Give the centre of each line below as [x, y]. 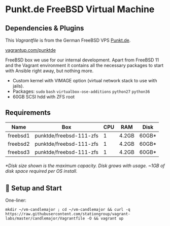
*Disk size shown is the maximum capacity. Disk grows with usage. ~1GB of [85, 166]
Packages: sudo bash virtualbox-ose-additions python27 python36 [81, 91]
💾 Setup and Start [33, 188]
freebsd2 [19, 144]
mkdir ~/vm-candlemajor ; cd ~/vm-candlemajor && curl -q [68, 210]
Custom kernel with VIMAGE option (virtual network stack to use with [85, 80]
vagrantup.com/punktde [30, 50]
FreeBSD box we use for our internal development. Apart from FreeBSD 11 [82, 60]
